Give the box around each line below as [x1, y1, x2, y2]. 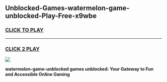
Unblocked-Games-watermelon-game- [5, 4, 130, 12]
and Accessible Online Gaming [5, 71, 70, 77]
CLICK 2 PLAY [5, 45, 40, 52]
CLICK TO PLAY [5, 27, 44, 34]
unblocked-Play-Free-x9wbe [5, 12, 97, 20]
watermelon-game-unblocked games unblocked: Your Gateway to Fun [5, 66, 154, 72]
